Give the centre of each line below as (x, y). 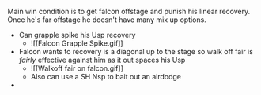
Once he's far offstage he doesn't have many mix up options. (107, 20)
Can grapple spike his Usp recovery (77, 35)
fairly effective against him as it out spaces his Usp (102, 60)
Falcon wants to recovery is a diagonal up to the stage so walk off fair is (136, 51)
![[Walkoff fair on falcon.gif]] (77, 68)
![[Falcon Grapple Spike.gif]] (77, 43)
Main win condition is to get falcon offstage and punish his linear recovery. (129, 11)
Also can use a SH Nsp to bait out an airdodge (106, 77)
